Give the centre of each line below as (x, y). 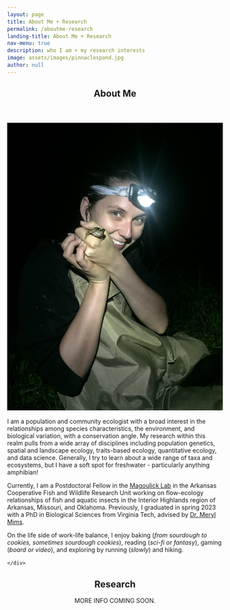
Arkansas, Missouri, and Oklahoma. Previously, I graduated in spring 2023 (112, 507)
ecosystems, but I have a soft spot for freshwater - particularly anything (108, 465)
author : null (26, 65)
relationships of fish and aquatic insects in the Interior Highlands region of (111, 500)
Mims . (16, 522)
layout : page (26, 14)
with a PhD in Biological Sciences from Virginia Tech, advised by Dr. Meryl (112, 515)
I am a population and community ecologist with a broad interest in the (106, 422)
